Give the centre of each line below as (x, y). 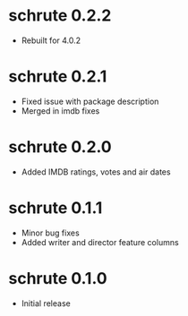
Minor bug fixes (50, 233)
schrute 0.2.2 (60, 16)
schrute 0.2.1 (58, 77)
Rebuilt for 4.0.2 (51, 40)
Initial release (46, 303)
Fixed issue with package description (90, 101)
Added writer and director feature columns (100, 242)
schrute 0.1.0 (58, 278)
